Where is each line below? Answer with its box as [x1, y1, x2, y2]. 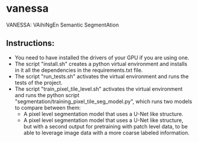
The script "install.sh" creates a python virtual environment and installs [14, 60, 187, 67]
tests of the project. [14, 79, 63, 86]
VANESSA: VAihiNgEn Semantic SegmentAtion [6, 21, 119, 28]
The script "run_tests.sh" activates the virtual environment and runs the [14, 72, 189, 80]
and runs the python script [14, 91, 80, 98]
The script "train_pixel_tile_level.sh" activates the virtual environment [14, 85, 183, 93]
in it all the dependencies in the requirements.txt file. [14, 67, 143, 74]
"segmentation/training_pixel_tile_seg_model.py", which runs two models [14, 98, 193, 105]
